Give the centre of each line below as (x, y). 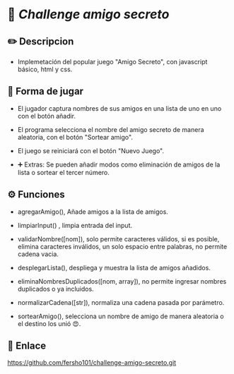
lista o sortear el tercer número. (63, 172)
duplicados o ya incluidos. (55, 289)
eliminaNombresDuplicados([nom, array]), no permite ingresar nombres (122, 281)
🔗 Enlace (27, 346)
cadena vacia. (38, 254)
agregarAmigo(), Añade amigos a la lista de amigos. (93, 212)
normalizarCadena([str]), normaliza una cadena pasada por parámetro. (121, 302)
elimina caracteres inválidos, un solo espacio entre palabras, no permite (122, 246)
